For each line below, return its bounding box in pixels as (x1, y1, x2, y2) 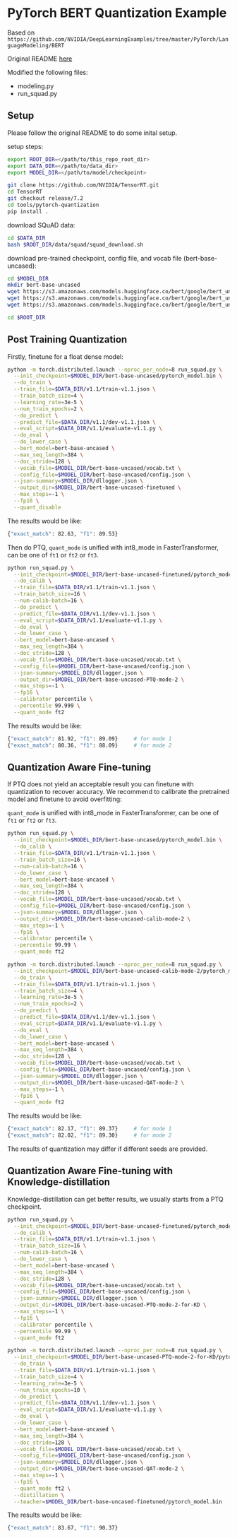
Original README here (7, 54, 73, 63)
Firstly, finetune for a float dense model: (7, 352, 123, 361)
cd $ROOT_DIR (7, 314, 46, 321)
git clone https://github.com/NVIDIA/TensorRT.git (7, 182, 159, 189)
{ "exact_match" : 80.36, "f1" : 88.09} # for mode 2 (7, 742, 172, 749)
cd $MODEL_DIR (7, 275, 49, 282)
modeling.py (17, 81, 54, 90)
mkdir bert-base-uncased (7, 281, 80, 289)
